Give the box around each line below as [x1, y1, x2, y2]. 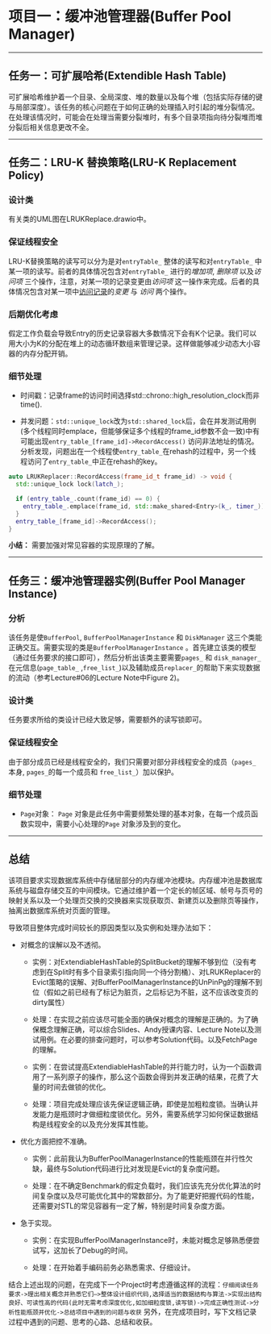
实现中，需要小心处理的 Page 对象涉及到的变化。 [27, 819, 186, 829]
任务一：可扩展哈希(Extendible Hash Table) [8, 69, 227, 83]
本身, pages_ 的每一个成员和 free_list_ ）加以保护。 [8, 767, 179, 777]
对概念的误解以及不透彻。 [19, 940, 106, 949]
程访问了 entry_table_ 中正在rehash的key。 [19, 456, 162, 466]
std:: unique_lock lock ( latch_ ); [15, 481, 125, 489]
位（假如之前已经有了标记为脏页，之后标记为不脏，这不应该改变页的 [31, 987, 259, 997]
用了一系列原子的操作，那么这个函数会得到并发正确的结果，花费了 [31, 1072, 252, 1082]
